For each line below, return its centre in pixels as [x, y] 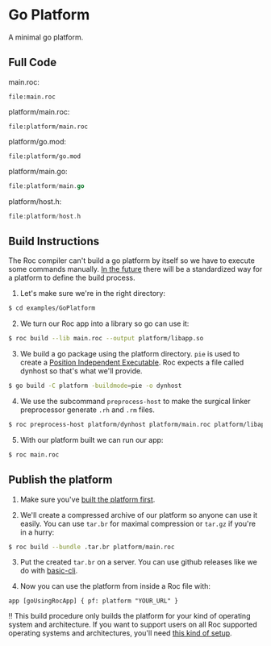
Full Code [33, 63]
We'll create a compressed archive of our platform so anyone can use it [139, 515]
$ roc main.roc [34, 454]
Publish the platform [60, 480]
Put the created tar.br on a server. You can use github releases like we [139, 562]
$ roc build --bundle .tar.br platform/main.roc [92, 547]
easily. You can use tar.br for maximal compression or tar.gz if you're [138, 523]
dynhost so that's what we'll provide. [81, 371]
